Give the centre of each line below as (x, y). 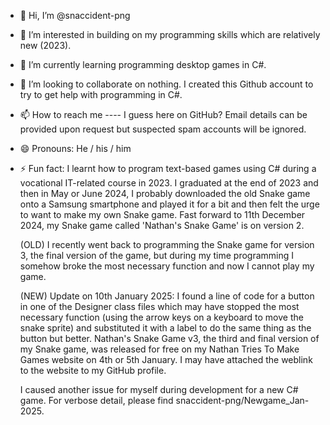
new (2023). (45, 45)
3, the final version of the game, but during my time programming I (157, 255)
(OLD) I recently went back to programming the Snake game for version (167, 244)
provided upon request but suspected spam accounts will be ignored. (163, 129)
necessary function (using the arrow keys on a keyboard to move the (161, 317)
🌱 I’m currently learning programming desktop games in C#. (143, 64)
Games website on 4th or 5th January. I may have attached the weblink (166, 359)
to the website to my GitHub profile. (93, 370)
